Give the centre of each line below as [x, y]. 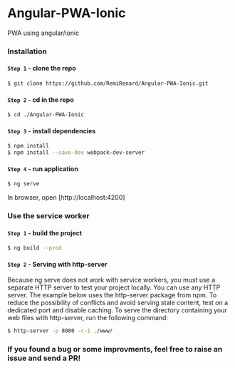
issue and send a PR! [44, 358]
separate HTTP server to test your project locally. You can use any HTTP [114, 287]
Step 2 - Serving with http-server [57, 264]
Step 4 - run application [43, 168]
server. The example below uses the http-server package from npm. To [112, 295]
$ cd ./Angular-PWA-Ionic [46, 115]
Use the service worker [49, 215]
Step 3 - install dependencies [52, 131]
